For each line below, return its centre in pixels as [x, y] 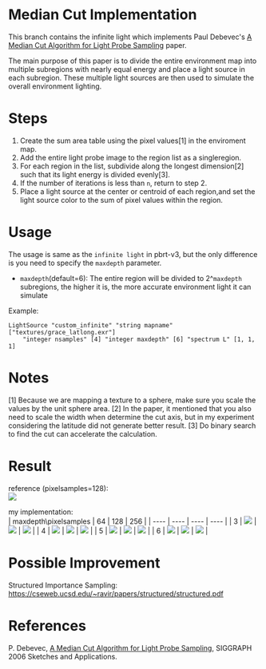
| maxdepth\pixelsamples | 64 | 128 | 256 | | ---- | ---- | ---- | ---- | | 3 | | [133, 521]
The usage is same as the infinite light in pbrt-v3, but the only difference [133, 254]
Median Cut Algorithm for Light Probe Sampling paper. [97, 45]
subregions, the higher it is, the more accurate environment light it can [135, 287]
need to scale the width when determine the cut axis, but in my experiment [131, 417]
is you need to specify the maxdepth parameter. [85, 263]
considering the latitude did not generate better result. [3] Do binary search [132, 426]
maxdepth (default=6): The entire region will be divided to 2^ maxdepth [131, 278]
